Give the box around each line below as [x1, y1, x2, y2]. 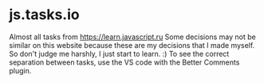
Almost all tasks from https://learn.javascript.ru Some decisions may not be [9, 32, 256, 41]
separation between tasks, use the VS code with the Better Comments [9, 57, 240, 67]
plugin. [9, 65, 32, 75]
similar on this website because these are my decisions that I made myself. [9, 40, 255, 49]
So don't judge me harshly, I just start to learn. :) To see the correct [9, 49, 230, 58]
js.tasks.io [9, 6, 80, 24]
